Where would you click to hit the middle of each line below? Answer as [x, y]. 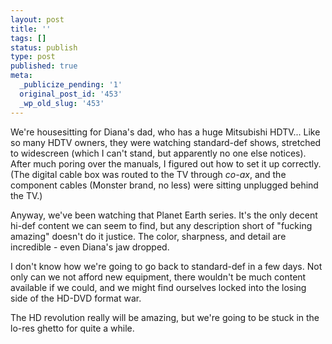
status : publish [44, 47]
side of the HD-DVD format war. [76, 298]
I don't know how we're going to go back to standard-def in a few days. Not [166, 266]
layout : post [37, 19]
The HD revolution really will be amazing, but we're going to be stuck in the [165, 317]
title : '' [31, 29]
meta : [21, 76]
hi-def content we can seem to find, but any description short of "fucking [161, 225]
